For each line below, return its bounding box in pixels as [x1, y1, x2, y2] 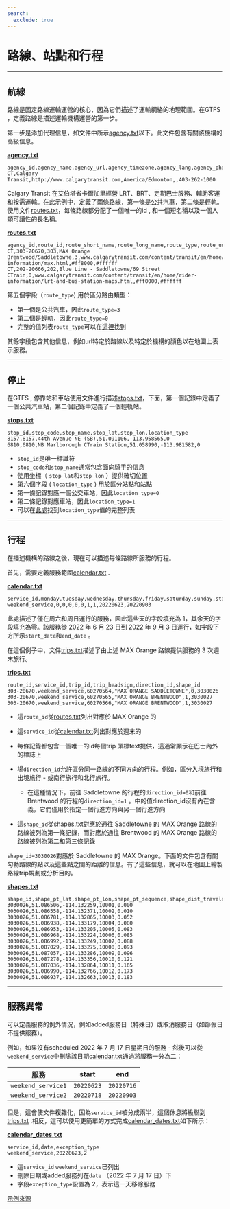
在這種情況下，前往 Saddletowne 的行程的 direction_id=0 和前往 [27, 787, 207, 796]
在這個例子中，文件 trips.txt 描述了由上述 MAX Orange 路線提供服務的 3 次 [7, 646, 214, 654]
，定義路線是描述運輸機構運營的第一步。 [7, 114, 121, 122]
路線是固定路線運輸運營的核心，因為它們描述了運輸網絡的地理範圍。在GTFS [7, 106, 221, 114]
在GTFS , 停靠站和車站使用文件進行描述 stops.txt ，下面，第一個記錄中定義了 [7, 394, 220, 402]
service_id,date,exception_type [7, 1144, 99, 1151]
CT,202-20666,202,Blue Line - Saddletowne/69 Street [7, 266, 161, 273]
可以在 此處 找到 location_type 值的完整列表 [16, 506, 136, 514]
